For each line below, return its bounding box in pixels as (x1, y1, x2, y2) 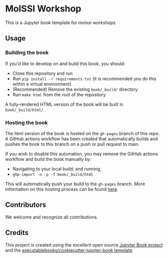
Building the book (5, 49, 49, 56)
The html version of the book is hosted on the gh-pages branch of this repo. (5, 130, 160, 136)
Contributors (5, 201, 46, 209)
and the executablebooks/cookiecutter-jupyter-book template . (5, 247, 134, 253)
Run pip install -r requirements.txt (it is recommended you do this (12, 76, 156, 82)
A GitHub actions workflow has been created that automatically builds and (5, 136, 158, 142)
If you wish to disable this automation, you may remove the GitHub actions (5, 151, 158, 157)
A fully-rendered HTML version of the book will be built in (5, 101, 123, 107)
